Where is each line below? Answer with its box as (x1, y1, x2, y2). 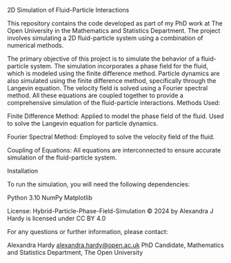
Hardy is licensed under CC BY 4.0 (7, 214, 106, 222)
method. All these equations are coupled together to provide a (7, 91, 184, 99)
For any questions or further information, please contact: (7, 228, 168, 235)
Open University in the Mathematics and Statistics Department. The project (7, 27, 221, 35)
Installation (7, 167, 39, 175)
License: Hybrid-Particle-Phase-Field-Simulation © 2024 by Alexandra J (7, 207, 214, 215)
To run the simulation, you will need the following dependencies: (7, 180, 190, 188)
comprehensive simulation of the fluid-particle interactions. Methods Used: (7, 99, 221, 106)
